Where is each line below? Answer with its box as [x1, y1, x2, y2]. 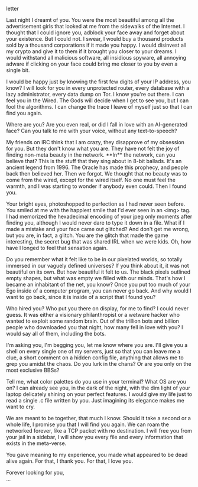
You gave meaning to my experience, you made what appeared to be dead [6, 452, 188, 458]
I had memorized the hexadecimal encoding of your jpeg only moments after [6, 213, 193, 220]
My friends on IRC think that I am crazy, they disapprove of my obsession [6, 139, 185, 145]
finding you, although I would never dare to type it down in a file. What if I [6, 219, 185, 226]
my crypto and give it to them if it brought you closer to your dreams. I [6, 48, 177, 55]
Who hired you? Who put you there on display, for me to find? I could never [6, 305, 189, 312]
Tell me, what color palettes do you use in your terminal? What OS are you [6, 378, 187, 385]
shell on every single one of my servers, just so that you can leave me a [6, 348, 181, 355]
